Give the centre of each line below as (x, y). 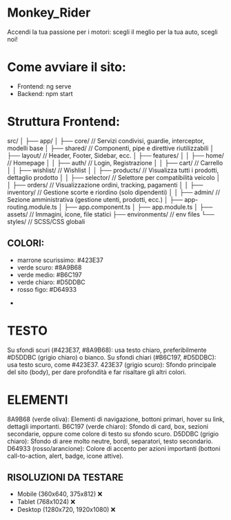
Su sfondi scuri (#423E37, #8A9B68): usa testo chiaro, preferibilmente (107, 350)
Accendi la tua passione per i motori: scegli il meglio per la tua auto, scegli (113, 32)
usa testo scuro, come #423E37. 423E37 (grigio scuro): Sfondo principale (112, 364)
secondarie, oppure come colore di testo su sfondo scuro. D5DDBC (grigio (113, 434)
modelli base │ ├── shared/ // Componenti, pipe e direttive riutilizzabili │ (111, 148)
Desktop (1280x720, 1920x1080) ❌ (66, 510)
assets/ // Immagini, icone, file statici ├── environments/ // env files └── (111, 214)
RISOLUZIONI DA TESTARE (66, 477)
